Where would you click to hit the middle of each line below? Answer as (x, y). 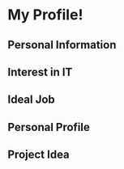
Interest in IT (40, 72)
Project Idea (38, 155)
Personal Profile (49, 127)
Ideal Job (32, 100)
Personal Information (62, 45)
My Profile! (45, 15)
